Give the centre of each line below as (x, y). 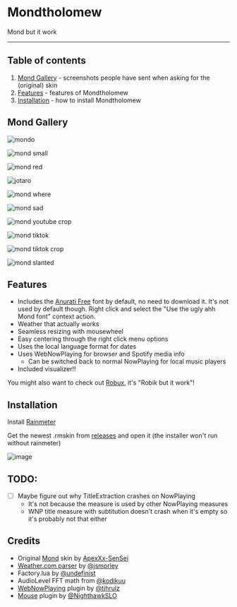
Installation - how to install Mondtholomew (79, 100)
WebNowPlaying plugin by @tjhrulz (68, 588)
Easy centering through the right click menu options (93, 339)
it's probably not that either (67, 519)
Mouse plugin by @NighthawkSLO (67, 595)
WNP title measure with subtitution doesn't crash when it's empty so (128, 512)
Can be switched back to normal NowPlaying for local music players (127, 361)
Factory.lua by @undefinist (56, 573)
